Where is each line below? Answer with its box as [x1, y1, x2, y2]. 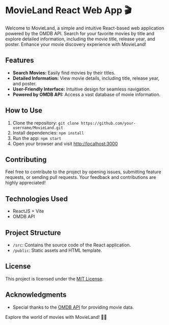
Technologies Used [5, 194, 68, 203]
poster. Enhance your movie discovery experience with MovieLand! [5, 41, 147, 47]
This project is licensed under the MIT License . [5, 275, 104, 282]
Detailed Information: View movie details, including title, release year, [12, 75, 159, 81]
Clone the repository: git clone [12, 120, 79, 126]
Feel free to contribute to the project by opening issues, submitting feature [5, 169, 161, 175]
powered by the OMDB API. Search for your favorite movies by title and [5, 30, 154, 36]
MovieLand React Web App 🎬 [5, 5, 132, 16]
